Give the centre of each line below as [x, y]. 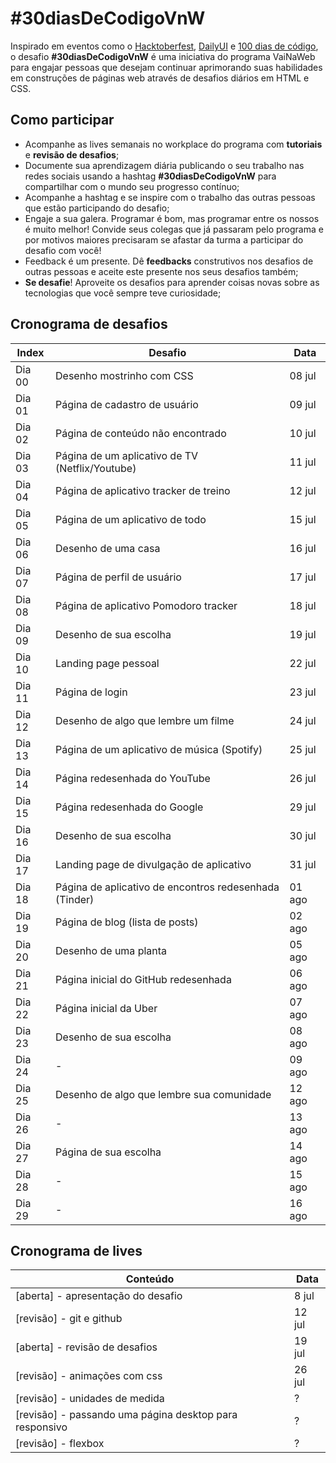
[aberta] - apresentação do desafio [99, 1296]
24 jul [303, 720]
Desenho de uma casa [108, 548]
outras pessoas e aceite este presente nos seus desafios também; [161, 271]
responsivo [41, 1427]
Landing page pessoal [107, 663]
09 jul [303, 404]
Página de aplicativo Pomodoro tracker [146, 605]
